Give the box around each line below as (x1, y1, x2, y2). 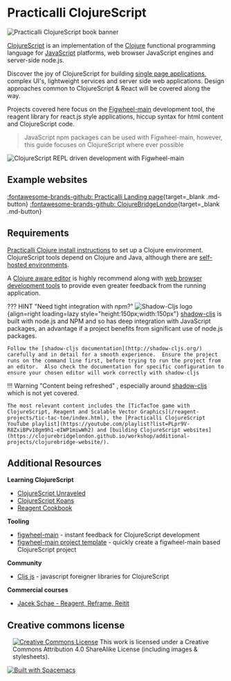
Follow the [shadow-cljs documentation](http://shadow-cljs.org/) (7, 345, 203, 352)
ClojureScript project (17, 546, 77, 554)
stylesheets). (12, 653, 50, 661)
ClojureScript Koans (17, 497, 75, 505)
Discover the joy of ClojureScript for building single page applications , (7, 69, 207, 78)
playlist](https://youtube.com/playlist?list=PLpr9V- (32, 420, 190, 427)
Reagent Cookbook (17, 504, 73, 512)
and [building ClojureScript (96, 426, 181, 433)
